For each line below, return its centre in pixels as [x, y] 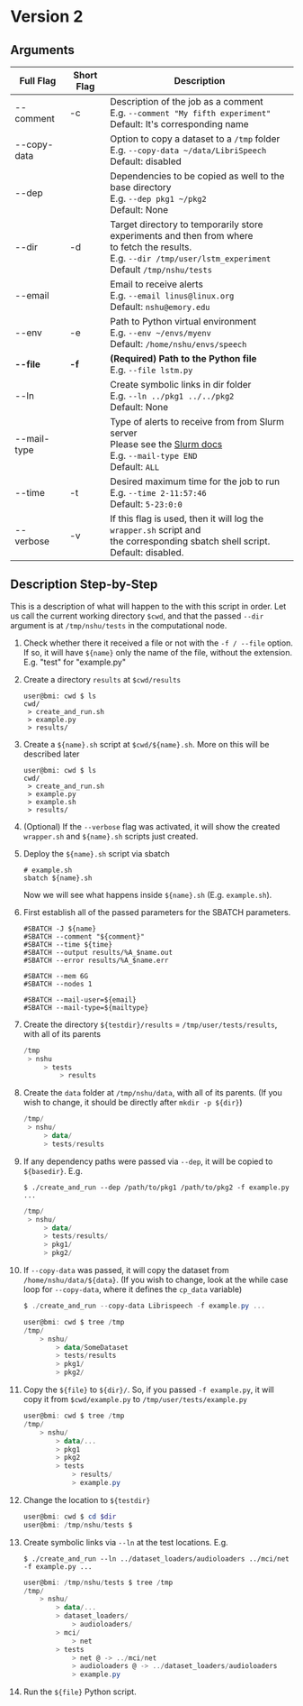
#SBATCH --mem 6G [56, 976]
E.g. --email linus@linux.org [172, 295]
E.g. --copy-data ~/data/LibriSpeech [188, 150]
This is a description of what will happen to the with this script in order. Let [148, 606]
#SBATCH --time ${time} [68, 944]
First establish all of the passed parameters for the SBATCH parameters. [157, 912]
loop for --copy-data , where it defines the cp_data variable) [133, 1289]
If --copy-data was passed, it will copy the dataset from [126, 1270]
